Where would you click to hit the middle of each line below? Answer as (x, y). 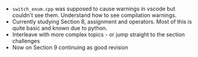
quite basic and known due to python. (60, 28)
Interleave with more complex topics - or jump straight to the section (98, 35)
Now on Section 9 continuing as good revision (70, 47)
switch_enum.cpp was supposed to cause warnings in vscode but (94, 9)
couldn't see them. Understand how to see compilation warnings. (94, 15)
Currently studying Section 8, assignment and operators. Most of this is (102, 22)
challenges (26, 41)
